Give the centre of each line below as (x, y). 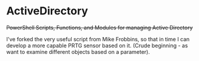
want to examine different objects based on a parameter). (78, 51)
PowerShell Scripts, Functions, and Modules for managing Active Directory (99, 28)
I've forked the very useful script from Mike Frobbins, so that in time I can (98, 39)
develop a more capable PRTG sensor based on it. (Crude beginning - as (97, 45)
